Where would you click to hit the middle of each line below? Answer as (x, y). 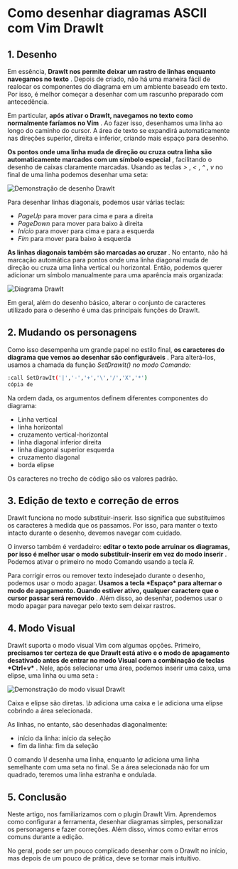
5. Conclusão (37, 797)
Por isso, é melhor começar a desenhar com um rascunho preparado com (115, 94)
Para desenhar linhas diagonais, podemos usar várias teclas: (96, 202)
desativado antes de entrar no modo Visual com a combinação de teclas (116, 661)
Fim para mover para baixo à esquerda (74, 239)
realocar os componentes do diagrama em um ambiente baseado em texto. (118, 86)
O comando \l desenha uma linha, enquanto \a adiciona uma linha (103, 759)
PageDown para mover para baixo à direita (80, 223)
